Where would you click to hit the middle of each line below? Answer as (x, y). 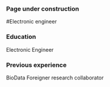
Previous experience (36, 65)
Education (21, 37)
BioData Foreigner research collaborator (55, 78)
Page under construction (43, 9)
